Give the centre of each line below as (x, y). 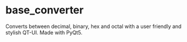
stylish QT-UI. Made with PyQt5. (44, 32)
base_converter (45, 10)
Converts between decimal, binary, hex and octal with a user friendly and (93, 26)
